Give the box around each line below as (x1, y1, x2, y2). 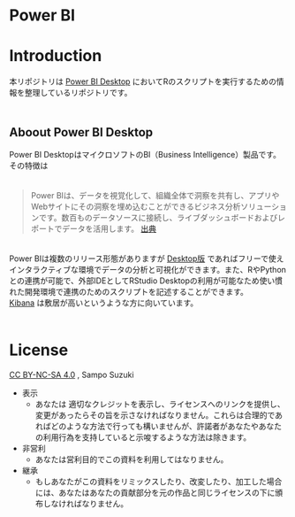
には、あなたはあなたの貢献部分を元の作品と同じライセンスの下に (34, 487, 276, 498)
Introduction (9, 46, 102, 66)
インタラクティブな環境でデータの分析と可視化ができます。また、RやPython (9, 264, 287, 274)
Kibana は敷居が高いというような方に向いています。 (9, 297, 199, 308)
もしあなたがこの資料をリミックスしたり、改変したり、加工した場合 (34, 475, 283, 487)
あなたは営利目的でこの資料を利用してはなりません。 (34, 453, 229, 465)
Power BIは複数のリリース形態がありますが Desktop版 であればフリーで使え (9, 253, 284, 264)
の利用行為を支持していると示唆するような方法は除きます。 (34, 431, 252, 443)
